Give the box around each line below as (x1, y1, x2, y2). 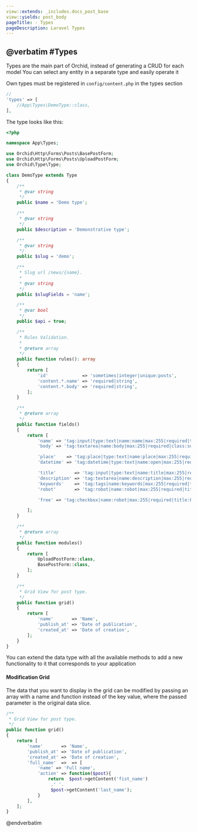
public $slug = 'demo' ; (16, 254, 75, 260)
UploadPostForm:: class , (37, 556, 96, 562)
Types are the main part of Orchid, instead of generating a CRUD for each (6, 62, 184, 69)
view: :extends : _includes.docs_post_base (6, 8, 109, 15)
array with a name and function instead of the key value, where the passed (6, 693, 187, 700)
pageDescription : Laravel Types (6, 25, 85, 31)
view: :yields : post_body (6, 14, 67, 20)
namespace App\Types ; (6, 140, 59, 146)
